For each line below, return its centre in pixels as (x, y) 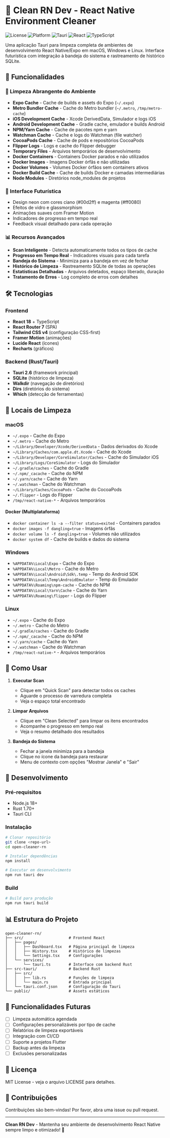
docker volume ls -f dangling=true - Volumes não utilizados (76, 534)
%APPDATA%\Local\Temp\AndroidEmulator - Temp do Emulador (75, 579)
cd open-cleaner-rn (26, 847)
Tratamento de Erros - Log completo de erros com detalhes (75, 277)
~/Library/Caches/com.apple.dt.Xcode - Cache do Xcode (72, 452)
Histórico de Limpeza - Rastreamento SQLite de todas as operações (84, 266)
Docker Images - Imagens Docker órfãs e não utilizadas (71, 162)
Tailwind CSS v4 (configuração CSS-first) (56, 332)
